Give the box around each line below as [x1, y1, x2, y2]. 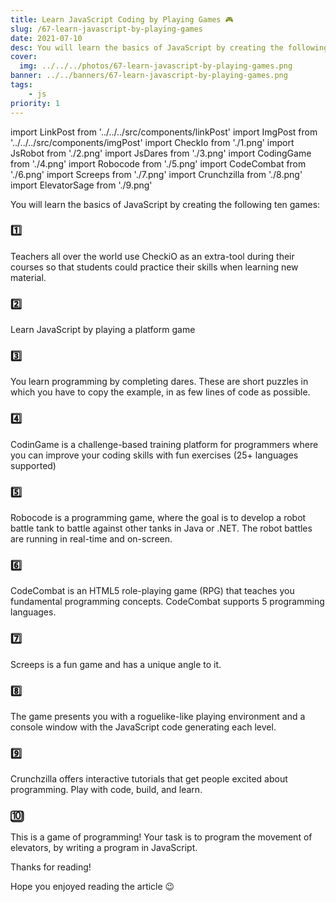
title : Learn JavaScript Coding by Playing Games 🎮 [10, 14, 234, 25]
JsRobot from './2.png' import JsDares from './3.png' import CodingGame [10, 147, 312, 159]
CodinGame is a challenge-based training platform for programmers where [10, 438, 319, 450]
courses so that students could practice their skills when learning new [10, 261, 299, 273]
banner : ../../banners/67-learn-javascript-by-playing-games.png [10, 71, 288, 81]
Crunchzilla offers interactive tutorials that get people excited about [10, 773, 288, 785]
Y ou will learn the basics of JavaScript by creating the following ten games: [10, 198, 321, 210]
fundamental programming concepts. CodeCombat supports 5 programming [10, 596, 325, 608]
